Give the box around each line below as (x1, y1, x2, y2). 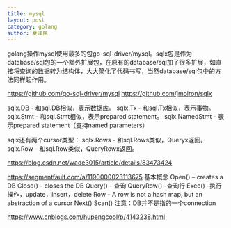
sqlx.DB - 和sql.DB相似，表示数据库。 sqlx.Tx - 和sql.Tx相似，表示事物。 (7, 104, 215, 112)
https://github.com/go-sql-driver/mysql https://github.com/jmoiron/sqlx (7, 90, 212, 98)
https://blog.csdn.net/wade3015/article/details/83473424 (7, 158, 173, 167)
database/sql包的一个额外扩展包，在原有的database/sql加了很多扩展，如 (7, 58, 216, 67)
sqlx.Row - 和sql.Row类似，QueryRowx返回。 (7, 145, 138, 153)
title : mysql (7, 10, 45, 17)
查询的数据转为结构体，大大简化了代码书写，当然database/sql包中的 (19, 67, 216, 75)
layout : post (7, 17, 45, 24)
